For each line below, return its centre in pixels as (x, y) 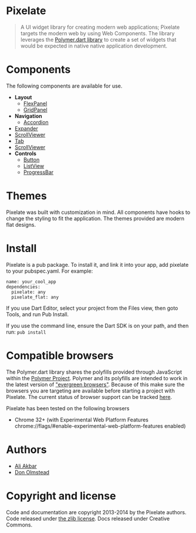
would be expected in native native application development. (94, 46)
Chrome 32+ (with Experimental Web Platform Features (81, 420)
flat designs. (21, 224)
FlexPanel (35, 103)
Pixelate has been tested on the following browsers (68, 408)
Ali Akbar (26, 466)
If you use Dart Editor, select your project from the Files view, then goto (92, 308)
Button (31, 159)
